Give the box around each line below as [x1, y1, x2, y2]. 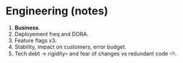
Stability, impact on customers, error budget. [14, 43, 127, 50]
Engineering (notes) [5, 4, 108, 18]
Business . [14, 24, 41, 31]
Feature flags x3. [14, 37, 57, 44]
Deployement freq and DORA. [14, 30, 89, 37]
